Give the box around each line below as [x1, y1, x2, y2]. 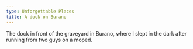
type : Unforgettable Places [6, 8, 75, 15]
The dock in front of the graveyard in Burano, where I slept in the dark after [6, 30, 187, 37]
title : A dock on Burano [6, 14, 67, 20]
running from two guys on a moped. [6, 36, 92, 43]
